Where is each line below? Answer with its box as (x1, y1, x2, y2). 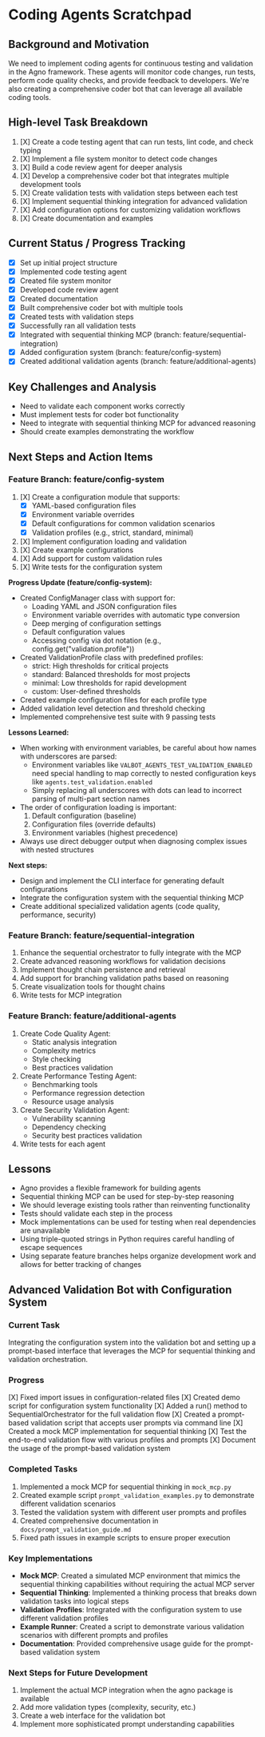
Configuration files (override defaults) (31, 819, 156, 829)
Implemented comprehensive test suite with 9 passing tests (19, 712, 216, 722)
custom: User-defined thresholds (31, 687, 141, 696)
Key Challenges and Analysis (8, 380, 157, 393)
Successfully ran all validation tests (19, 321, 136, 331)
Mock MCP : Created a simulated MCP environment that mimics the (19, 1571, 241, 1580)
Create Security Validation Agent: (19, 1105, 130, 1114)
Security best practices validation (31, 1130, 142, 1140)
